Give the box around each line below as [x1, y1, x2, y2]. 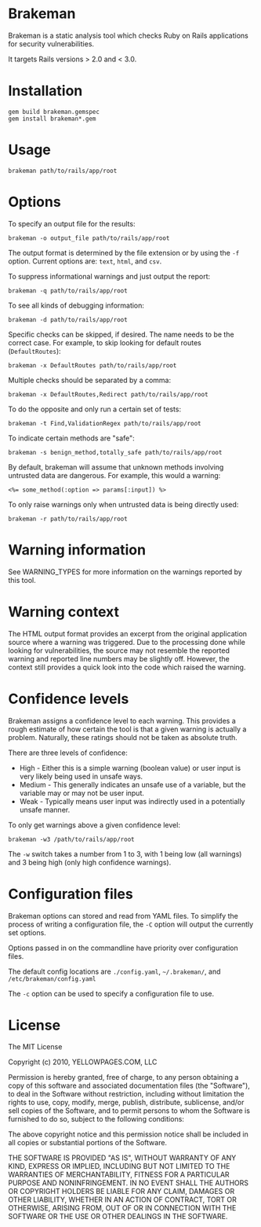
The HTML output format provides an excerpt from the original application [8, 628, 248, 638]
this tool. [8, 575, 37, 584]
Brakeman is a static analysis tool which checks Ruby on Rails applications [8, 31, 248, 40]
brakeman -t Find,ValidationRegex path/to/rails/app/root [8, 419, 201, 427]
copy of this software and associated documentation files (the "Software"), [8, 1081, 251, 1090]
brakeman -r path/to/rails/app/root [8, 514, 128, 523]
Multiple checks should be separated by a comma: [8, 375, 172, 385]
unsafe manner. [19, 805, 71, 814]
